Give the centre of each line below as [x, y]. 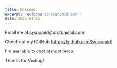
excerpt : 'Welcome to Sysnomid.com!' [43, 14]
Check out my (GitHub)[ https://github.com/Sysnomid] [59, 42]
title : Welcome [20, 9]
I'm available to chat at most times [39, 51]
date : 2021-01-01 [23, 18]
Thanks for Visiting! [25, 61]
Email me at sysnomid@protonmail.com [44, 33]
